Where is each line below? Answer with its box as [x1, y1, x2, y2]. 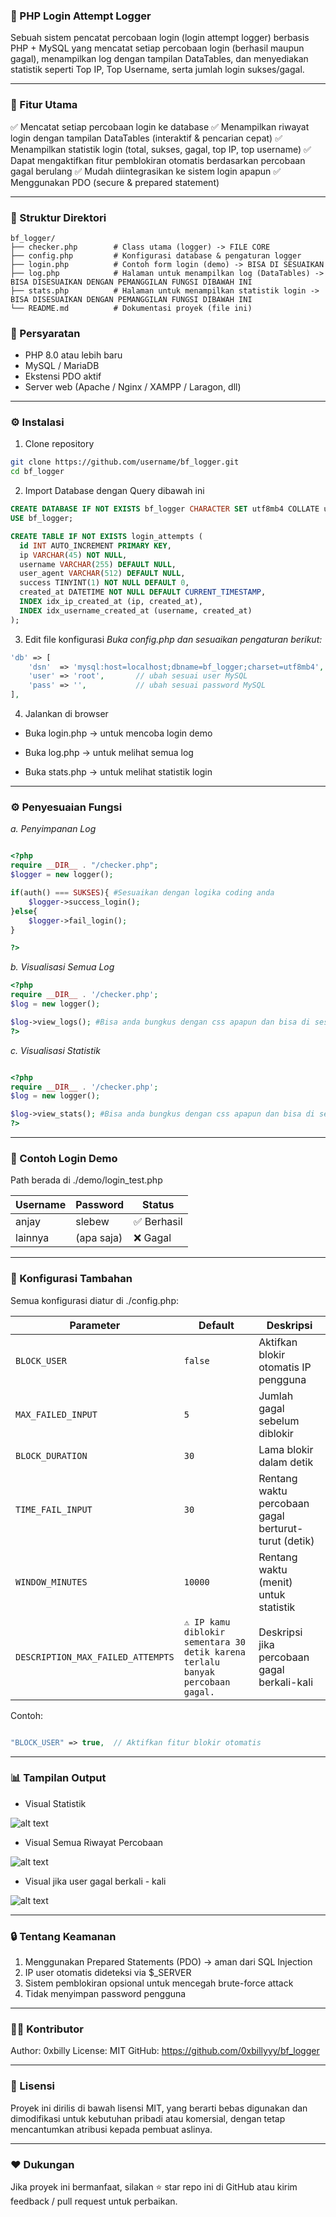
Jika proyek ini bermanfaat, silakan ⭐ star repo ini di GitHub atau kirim [10, 2180, 298, 2193]
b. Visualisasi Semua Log [10, 961, 115, 973]
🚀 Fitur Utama [10, 98, 78, 112]
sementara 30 [183, 1636, 246, 1648]
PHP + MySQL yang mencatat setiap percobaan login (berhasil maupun [10, 42, 305, 54]
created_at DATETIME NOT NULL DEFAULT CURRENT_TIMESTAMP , [19, 587, 267, 598]
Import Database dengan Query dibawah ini [24, 485, 205, 497]
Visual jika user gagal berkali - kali [24, 1875, 167, 1887]
